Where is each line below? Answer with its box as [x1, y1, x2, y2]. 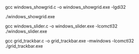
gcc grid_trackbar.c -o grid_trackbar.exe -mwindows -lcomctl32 [5, 38, 134, 44]
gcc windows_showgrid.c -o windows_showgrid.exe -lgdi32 [5, 4, 126, 10]
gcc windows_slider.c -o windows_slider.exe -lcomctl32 [5, 23, 117, 29]
